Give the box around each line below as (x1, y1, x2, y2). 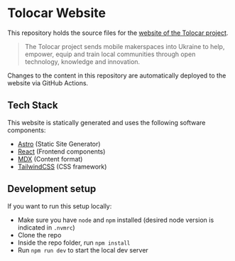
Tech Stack (7, 100, 58, 112)
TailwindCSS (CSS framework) (17, 162, 107, 171)
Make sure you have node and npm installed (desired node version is (17, 215, 214, 224)
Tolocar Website (7, 5, 106, 21)
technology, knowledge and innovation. (24, 57, 141, 65)
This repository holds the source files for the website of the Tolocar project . (7, 28, 229, 37)
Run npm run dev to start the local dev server (17, 245, 149, 254)
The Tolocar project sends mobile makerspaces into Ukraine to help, (24, 42, 225, 50)
